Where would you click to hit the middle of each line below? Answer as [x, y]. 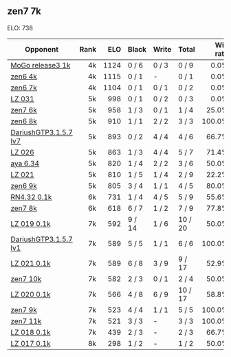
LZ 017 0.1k [31, 343]
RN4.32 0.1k [31, 197]
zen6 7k [24, 88]
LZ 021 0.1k [31, 263]
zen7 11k [26, 321]
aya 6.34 [25, 163]
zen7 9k [24, 309]
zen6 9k [24, 185]
